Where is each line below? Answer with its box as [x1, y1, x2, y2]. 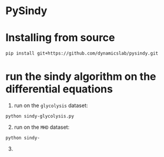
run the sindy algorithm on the [5, 70, 156, 83]
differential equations [5, 82, 113, 96]
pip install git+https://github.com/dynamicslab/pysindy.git [5, 51, 159, 56]
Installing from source [5, 31, 115, 45]
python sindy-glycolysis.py [5, 113, 75, 119]
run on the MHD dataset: [14, 123, 70, 131]
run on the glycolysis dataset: [14, 102, 88, 109]
